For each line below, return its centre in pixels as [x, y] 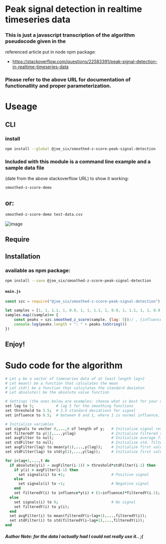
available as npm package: [38, 270]
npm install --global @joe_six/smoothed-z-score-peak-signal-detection [80, 149]
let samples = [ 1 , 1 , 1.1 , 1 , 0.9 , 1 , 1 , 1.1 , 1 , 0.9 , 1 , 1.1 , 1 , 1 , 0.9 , [84, 310]
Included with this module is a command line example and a [78, 162]
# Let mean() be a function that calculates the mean [62, 383]
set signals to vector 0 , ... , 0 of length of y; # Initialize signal [79, 429]
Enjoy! [15, 344]
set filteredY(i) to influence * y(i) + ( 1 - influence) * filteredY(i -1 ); [87, 493]
